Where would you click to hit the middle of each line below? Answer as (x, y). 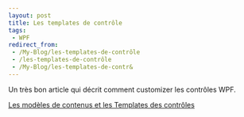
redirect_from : (33, 45)
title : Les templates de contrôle (66, 23)
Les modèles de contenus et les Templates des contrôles (101, 104)
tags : (17, 30)
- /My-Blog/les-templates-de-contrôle (76, 52)
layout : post (30, 15)
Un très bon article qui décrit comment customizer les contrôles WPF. (122, 89)
